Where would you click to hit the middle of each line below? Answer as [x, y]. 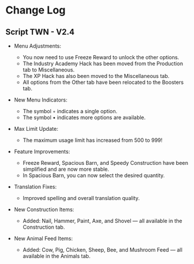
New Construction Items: [44, 209]
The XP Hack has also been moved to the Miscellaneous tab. [96, 76]
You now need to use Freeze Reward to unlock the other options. [101, 57]
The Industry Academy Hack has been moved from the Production [103, 63]
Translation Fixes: [35, 187]
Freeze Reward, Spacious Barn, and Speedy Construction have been [105, 163]
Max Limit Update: [36, 129]
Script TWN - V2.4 [40, 32]
